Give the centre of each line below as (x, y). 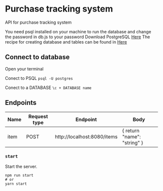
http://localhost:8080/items (86, 136)
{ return (131, 131)
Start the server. (21, 166)
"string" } (133, 143)
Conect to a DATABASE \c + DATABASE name (48, 88)
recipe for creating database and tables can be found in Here (66, 42)
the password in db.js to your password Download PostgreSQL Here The (78, 37)
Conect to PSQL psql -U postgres (39, 78)
